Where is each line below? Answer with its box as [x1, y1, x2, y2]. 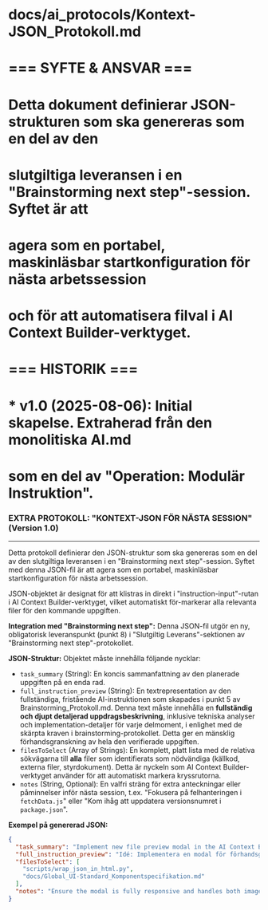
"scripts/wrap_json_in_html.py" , [22, 865, 134, 873]
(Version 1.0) [8, 522, 59, 534]
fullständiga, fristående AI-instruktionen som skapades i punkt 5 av [19, 694, 241, 703]
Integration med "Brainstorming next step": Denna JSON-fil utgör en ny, [8, 620, 250, 631]
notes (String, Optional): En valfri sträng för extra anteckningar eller [19, 779, 241, 789]
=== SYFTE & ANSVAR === [8, 59, 193, 77]
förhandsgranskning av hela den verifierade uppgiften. [19, 736, 199, 747]
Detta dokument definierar [8, 96, 187, 113]
